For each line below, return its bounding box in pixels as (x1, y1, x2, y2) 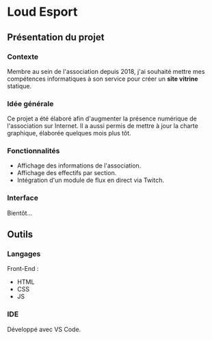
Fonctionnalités (7, 146, 60, 156)
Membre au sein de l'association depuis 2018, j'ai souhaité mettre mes (7, 67, 205, 75)
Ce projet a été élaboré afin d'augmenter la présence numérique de (7, 114, 197, 123)
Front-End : (7, 265, 39, 273)
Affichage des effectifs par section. (16, 169, 117, 177)
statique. (7, 81, 32, 90)
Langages (7, 249, 41, 259)
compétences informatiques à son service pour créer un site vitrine (7, 75, 198, 83)
